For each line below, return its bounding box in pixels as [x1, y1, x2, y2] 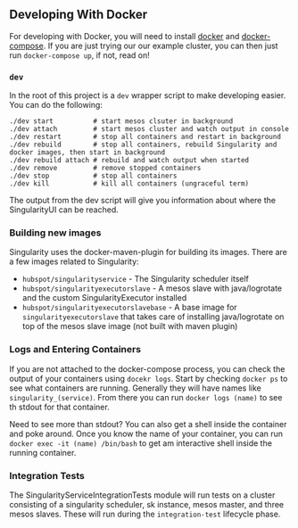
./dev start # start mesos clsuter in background [9, 117, 234, 126]
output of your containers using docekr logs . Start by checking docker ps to [9, 373, 288, 384]
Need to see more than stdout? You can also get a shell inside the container [9, 418, 287, 429]
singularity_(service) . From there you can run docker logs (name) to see [9, 392, 283, 402]
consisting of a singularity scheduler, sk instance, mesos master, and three [9, 499, 284, 509]
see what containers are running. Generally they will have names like [9, 383, 261, 393]
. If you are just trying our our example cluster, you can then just [43, 40, 278, 51]
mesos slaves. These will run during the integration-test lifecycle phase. [9, 508, 281, 519]
